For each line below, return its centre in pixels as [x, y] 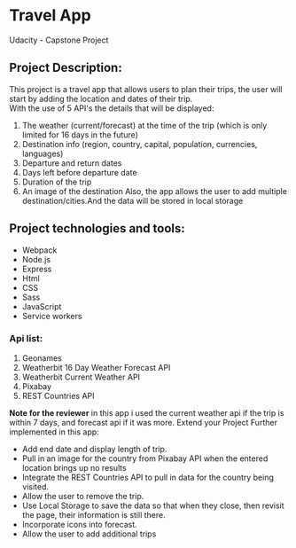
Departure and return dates [72, 163]
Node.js [36, 259]
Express [37, 269]
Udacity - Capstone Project [59, 40]
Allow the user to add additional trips [89, 534]
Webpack [39, 250]
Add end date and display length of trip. [94, 449]
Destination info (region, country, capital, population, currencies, [140, 144]
